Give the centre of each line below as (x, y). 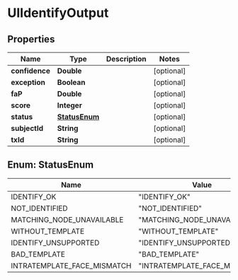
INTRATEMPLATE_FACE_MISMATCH (71, 265)
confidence (31, 71)
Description (126, 59)
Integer (70, 105)
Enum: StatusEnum (51, 165)
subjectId (27, 128)
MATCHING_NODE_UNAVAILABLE (67, 219)
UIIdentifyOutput (58, 13)
